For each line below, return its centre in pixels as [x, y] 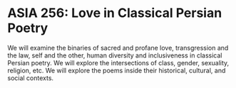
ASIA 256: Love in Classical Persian [115, 13]
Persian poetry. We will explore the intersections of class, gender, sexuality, [118, 62]
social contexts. [31, 78]
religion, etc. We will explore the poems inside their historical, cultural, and [117, 70]
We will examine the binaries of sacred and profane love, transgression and [118, 48]
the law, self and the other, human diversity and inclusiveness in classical [115, 55]
